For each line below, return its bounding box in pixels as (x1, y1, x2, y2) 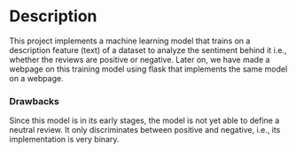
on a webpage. (9, 73, 64, 83)
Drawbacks (9, 95, 59, 107)
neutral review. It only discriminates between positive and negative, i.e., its (9, 125, 281, 135)
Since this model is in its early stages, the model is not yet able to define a (9, 115, 280, 126)
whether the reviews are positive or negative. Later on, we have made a (9, 54, 270, 65)
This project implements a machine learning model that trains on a (9, 35, 251, 46)
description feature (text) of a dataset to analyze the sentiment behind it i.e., (9, 44, 287, 55)
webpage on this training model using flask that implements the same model (9, 64, 288, 74)
